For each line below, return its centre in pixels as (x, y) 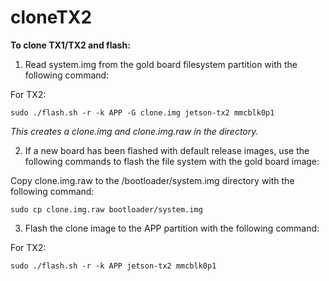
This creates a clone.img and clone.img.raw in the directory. (134, 131)
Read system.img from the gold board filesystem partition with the (161, 64)
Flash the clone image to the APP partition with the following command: (172, 228)
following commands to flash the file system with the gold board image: (172, 161)
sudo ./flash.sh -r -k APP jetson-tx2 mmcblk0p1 (113, 266)
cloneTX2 (51, 17)
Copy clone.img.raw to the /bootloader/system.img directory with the (152, 180)
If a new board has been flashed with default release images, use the (167, 150)
